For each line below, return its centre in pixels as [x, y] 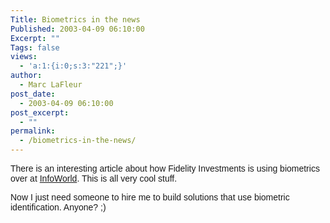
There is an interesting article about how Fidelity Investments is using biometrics [165, 168]
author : [26, 76]
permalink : [33, 131]
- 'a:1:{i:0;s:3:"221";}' [73, 66]
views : [24, 57]
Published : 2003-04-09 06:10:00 [77, 29]
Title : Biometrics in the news [75, 19]
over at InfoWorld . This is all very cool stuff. [94, 178]
